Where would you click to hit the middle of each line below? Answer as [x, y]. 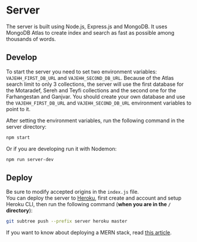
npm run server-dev [30, 159]
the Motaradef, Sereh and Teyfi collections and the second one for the [91, 90]
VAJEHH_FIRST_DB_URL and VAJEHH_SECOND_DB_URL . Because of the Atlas [90, 78]
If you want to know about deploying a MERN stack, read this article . [89, 233]
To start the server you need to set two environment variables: [81, 72]
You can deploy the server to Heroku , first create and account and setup [94, 198]
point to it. [18, 109]
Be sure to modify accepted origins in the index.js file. [73, 192]
